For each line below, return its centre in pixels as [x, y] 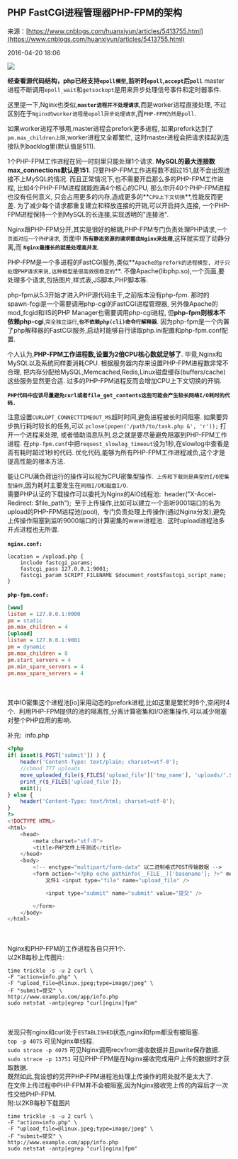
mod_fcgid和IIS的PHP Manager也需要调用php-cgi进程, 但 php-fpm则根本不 [117, 312]
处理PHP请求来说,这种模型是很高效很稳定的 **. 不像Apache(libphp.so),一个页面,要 [116, 270]
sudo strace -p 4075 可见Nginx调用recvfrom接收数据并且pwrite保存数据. [114, 1050]
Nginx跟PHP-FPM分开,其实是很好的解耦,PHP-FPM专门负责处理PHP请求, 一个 [118, 229]
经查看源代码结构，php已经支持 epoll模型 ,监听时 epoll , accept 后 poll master [116, 81]
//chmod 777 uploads [50, 769]
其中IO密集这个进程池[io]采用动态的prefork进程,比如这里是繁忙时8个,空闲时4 [119, 702]
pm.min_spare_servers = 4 [45, 667]
